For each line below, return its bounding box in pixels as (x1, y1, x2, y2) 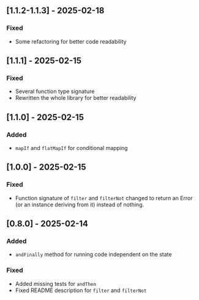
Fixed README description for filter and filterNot (15, 287, 147, 294)
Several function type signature (15, 88, 95, 95)
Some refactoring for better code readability (15, 37, 127, 45)
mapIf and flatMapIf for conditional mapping (15, 144, 128, 152)
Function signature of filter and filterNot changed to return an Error (15, 194, 193, 201)
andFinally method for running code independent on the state (15, 251, 173, 258)
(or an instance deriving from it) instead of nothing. (15, 201, 145, 208)
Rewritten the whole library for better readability (15, 94, 137, 102)
